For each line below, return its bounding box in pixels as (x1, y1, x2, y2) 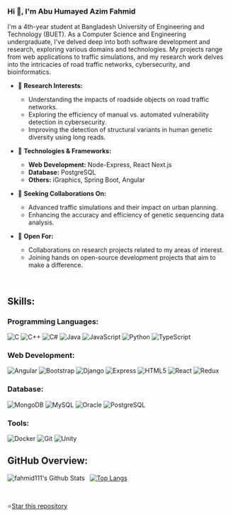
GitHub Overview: (7, 455, 89, 467)
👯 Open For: (17, 232, 54, 241)
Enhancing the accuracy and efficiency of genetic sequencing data (28, 211, 225, 219)
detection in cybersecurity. (28, 118, 107, 126)
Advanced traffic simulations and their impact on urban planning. (28, 203, 218, 212)
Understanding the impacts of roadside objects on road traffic (28, 95, 209, 104)
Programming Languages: (7, 316, 99, 326)
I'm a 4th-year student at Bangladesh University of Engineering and (7, 23, 205, 31)
